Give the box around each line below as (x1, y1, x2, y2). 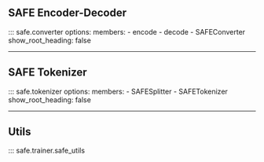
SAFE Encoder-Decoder (8, 6, 127, 20)
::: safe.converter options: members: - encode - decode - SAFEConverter (8, 27, 246, 36)
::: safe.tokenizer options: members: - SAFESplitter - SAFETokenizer (8, 87, 228, 96)
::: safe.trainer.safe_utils (8, 145, 85, 156)
